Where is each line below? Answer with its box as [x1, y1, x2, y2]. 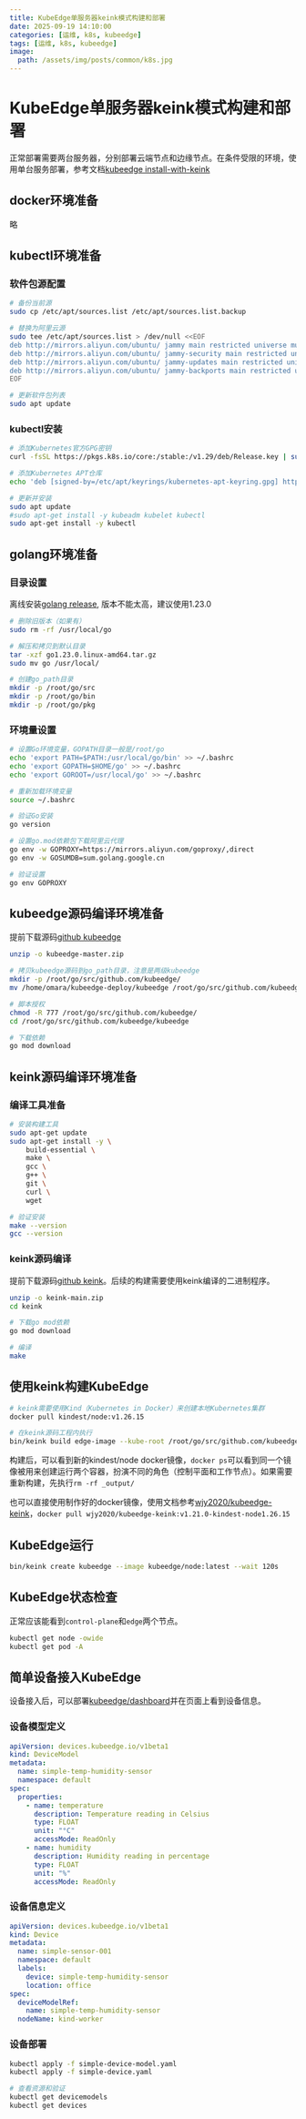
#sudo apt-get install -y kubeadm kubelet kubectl [9, 511, 206, 520]
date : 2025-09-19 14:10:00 [9, 22, 112, 31]
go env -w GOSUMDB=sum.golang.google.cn [9, 853, 166, 862]
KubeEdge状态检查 [9, 1590, 117, 1605]
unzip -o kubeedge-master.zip [9, 950, 125, 959]
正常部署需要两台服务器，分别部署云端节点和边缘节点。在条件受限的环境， [9, 152, 289, 163]
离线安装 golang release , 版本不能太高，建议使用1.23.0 [9, 598, 212, 610]
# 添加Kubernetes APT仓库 [9, 469, 103, 478]
